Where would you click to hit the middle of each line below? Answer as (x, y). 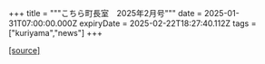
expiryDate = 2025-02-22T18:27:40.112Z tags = (168, 23)
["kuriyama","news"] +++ (56, 33)
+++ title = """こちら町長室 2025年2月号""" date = (106, 13)
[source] (25, 50)
